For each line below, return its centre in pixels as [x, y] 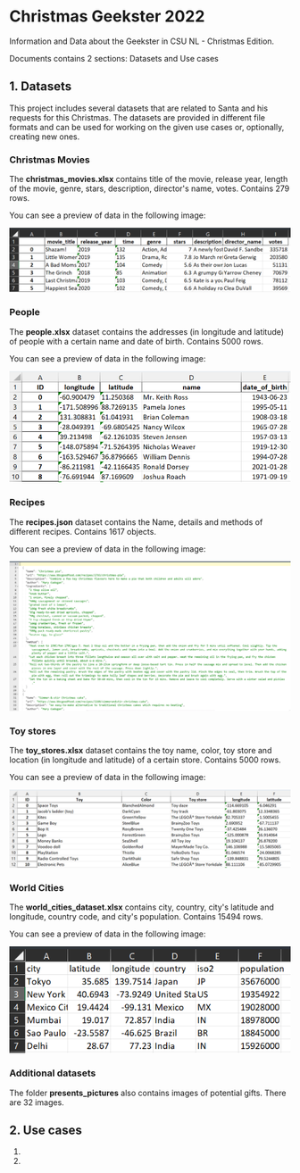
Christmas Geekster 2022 [107, 17]
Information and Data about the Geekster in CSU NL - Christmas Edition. [142, 41]
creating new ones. [45, 137]
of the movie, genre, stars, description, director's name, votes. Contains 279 [150, 188]
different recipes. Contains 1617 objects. [83, 531]
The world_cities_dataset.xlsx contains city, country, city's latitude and [142, 907]
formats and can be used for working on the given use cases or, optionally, [147, 127]
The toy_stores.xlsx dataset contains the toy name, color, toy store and [141, 751]
